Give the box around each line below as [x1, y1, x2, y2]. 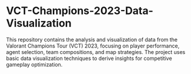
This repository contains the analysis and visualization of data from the [6, 36, 178, 43]
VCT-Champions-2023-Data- [6, 4, 154, 18]
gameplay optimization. [6, 60, 63, 68]
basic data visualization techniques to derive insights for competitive [6, 55, 172, 62]
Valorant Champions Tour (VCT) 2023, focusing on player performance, [6, 42, 180, 49]
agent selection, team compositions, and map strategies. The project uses [6, 48, 186, 55]
